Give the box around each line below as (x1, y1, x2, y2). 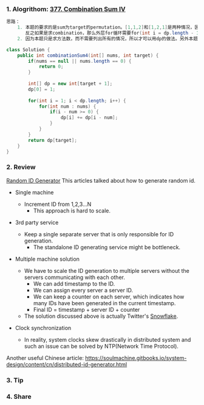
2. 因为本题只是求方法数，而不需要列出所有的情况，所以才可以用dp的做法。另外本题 (17, 35, 199, 41)
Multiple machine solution (15, 255, 80, 262)
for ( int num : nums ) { (38, 103, 97, 110)
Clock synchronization (15, 324, 72, 331)
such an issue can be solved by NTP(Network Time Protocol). (24, 342, 179, 350)
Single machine (15, 188, 54, 196)
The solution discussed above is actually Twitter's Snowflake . (24, 312, 178, 320)
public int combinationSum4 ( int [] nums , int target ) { (17, 52, 159, 58)
